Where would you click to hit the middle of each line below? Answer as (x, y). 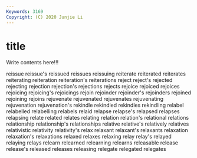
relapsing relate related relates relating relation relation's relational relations (98, 118)
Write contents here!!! (32, 62)
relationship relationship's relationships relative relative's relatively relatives (98, 124)
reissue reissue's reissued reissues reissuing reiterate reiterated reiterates (96, 74)
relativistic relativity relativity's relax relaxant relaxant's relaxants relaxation (97, 130)
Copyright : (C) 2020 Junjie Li (45, 17)
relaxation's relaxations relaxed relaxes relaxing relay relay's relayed (89, 137)
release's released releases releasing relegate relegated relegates (86, 149)
